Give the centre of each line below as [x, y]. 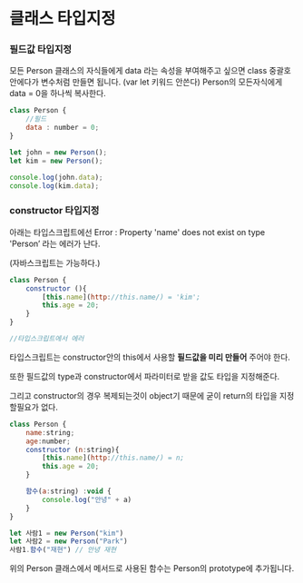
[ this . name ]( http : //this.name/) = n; [113, 458]
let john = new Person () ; [58, 152]
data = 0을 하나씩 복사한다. [58, 94]
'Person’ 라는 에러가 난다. [55, 243]
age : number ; [48, 441]
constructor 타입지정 [54, 211]
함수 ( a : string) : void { [68, 491]
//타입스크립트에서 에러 [47, 339]
